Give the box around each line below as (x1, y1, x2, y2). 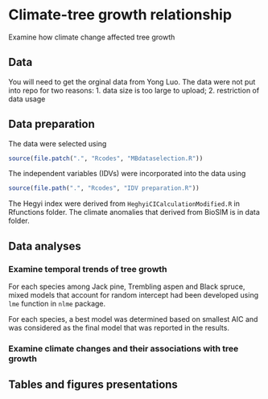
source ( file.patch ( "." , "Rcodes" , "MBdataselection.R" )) (8, 154, 204, 162)
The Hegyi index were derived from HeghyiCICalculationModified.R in (8, 199, 240, 208)
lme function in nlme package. (8, 299, 106, 308)
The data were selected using (8, 138, 107, 148)
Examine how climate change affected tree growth (8, 32, 175, 42)
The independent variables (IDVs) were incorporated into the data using (8, 169, 246, 179)
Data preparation (8, 117, 95, 131)
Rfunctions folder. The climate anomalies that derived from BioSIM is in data (8, 208, 260, 217)
